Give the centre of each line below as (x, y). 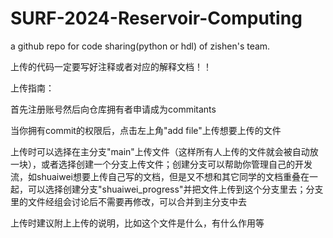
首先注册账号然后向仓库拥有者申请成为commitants (113, 109)
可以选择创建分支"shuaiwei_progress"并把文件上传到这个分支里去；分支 (175, 189)
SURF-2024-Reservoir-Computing (156, 18)
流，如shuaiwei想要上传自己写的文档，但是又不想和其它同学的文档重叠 (155, 176)
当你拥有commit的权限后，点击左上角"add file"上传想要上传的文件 (146, 130)
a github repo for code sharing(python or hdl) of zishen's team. (140, 46)
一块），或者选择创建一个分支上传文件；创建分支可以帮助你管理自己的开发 (161, 164)
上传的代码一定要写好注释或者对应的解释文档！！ (111, 66)
